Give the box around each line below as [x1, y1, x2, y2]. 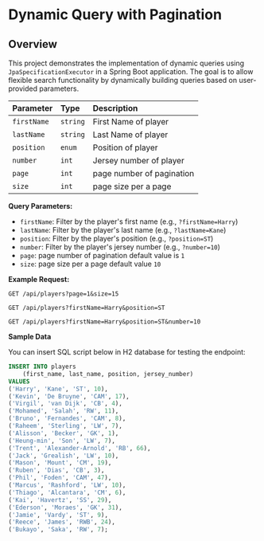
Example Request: [8, 275, 70, 284]
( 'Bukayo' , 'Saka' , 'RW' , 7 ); [8, 526, 109, 534]
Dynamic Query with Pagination [8, 6, 223, 24]
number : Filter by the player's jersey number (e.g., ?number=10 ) [19, 242, 221, 252]
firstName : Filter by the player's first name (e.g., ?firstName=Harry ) [19, 217, 239, 226]
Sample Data [8, 332, 52, 341]
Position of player [92, 142, 158, 153]
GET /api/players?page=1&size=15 [8, 290, 119, 298]
